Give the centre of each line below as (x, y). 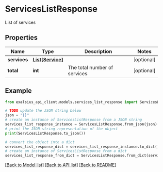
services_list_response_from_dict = (42, 156)
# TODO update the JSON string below (43, 111)
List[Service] (48, 59)
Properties (21, 38)
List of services (20, 22)
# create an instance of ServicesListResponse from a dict (66, 151)
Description (98, 51)
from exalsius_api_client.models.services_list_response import (71, 102)
